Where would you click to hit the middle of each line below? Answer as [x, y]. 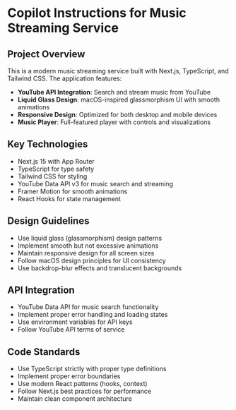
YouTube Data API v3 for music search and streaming [95, 183]
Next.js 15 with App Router [56, 161]
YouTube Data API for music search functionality [88, 307]
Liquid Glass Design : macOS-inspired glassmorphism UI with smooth [119, 100]
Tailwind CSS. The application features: [65, 78]
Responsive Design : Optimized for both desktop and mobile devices [117, 115]
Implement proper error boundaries [69, 376]
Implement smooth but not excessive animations [88, 246]
